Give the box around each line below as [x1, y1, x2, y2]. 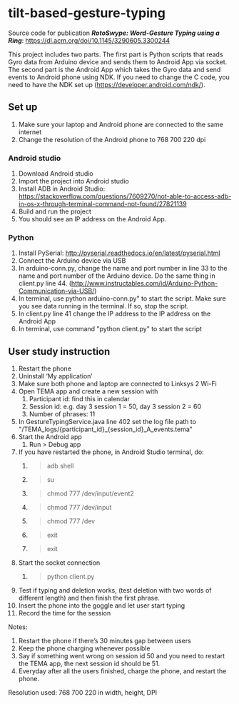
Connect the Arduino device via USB [18, 256, 126, 265]
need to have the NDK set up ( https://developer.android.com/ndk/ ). [8, 80, 205, 89]
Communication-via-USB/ [18, 287, 95, 296]
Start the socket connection [18, 558, 101, 567]
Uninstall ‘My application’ [18, 372, 93, 381]
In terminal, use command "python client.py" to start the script [18, 325, 203, 333]
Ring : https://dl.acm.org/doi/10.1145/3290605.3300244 [8, 36, 171, 44]
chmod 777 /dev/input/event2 [46, 489, 134, 498]
